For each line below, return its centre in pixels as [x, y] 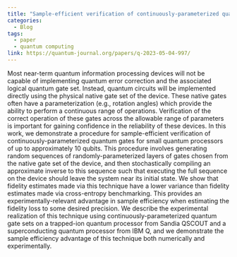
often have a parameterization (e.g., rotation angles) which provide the [110, 103]
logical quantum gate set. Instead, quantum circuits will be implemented [112, 88]
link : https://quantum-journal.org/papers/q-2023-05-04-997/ [99, 54]
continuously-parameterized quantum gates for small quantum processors [115, 141]
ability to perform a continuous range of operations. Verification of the [109, 111]
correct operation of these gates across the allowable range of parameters [116, 118]
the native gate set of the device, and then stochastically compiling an [109, 163]
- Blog [23, 27]
